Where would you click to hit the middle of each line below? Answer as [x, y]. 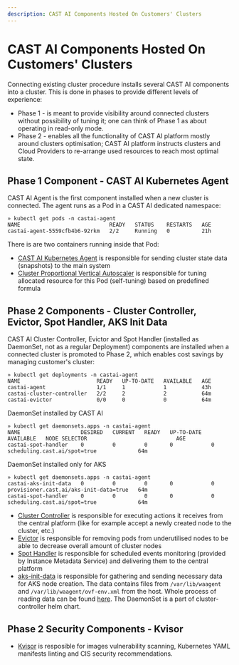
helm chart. [64, 607]
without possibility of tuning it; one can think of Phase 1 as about [112, 120]
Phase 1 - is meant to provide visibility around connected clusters [113, 113]
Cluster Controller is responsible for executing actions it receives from [120, 516]
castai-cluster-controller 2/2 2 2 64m [110, 394]
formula [29, 289]
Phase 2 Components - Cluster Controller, [102, 311]
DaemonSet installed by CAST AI [55, 413]
